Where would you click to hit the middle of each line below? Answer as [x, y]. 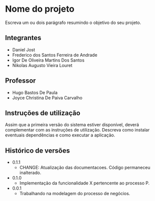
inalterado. [30, 173]
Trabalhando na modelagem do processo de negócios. [75, 194]
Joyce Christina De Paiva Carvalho [47, 98]
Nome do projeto [40, 9]
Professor [20, 81]
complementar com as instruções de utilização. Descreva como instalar [77, 130]
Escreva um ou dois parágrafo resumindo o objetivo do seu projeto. [73, 22]
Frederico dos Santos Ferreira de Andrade [55, 55]
